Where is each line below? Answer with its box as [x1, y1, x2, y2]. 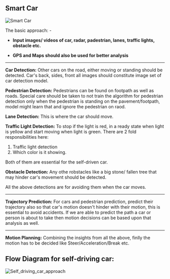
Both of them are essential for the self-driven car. [5, 159, 108, 165]
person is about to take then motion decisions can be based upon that [5, 215, 151, 221]
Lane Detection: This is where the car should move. [5, 113, 114, 119]
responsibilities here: [5, 134, 49, 140]
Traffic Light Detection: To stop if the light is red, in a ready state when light [5, 123, 164, 129]
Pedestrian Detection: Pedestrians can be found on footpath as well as [5, 87, 154, 93]
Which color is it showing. [12, 149, 67, 155]
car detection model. [5, 77, 49, 84]
